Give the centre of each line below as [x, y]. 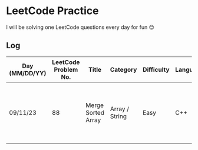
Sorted [95, 112]
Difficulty [156, 69]
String [118, 116]
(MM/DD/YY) [28, 73]
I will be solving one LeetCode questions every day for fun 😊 [80, 27]
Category [123, 69]
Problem [66, 69]
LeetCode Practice [52, 11]
